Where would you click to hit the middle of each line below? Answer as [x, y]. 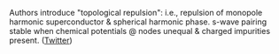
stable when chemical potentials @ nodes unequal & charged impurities [140, 31]
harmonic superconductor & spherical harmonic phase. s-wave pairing [138, 22]
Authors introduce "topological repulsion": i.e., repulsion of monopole [136, 13]
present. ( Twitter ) [41, 40]
